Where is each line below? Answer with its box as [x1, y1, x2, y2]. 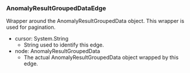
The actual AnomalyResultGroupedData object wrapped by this [23, 54, 179, 61]
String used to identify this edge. [23, 41, 104, 48]
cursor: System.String [14, 35, 68, 42]
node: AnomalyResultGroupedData [14, 48, 100, 55]
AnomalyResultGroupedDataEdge [6, 4, 106, 12]
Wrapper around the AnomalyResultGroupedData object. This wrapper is [6, 18, 185, 25]
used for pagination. [6, 24, 56, 31]
